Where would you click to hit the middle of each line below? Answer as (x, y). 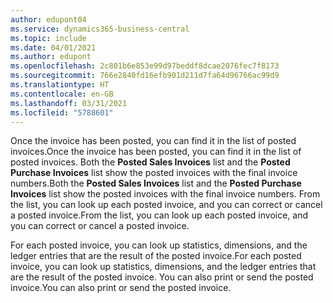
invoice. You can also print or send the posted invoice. (121, 288)
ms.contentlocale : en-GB (62, 94)
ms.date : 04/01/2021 (53, 47)
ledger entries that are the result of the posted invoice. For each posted (156, 256)
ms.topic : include (48, 38)
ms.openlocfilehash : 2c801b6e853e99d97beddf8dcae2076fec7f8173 (145, 66)
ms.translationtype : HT (60, 85)
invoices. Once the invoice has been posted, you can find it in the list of (156, 152)
